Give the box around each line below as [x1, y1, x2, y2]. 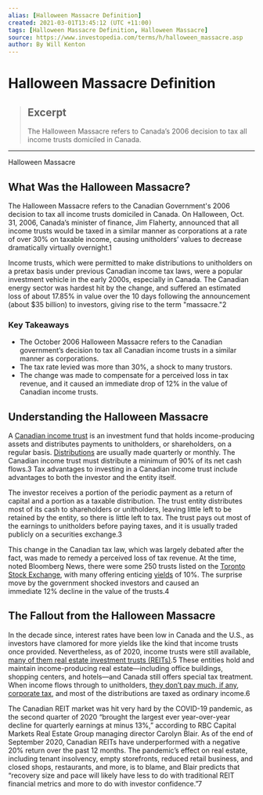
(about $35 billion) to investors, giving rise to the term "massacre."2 [8, 299, 227, 309]
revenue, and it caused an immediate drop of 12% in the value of [19, 379, 229, 389]
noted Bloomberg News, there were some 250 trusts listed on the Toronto [8, 562, 246, 571]
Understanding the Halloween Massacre [8, 410, 209, 423]
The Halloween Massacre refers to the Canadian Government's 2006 [8, 201, 231, 211]
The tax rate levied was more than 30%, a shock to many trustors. [19, 362, 233, 372]
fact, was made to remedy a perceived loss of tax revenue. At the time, [8, 553, 236, 562]
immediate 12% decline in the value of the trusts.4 [8, 587, 170, 596]
